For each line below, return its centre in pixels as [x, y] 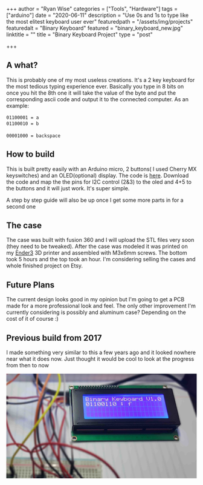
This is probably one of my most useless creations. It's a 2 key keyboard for [101, 80]
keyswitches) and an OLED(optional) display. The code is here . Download [98, 175]
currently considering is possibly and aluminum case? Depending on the [96, 312]
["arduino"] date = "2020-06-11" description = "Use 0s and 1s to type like [98, 15]
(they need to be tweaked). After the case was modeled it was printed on [97, 246]
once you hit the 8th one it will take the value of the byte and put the [91, 93]
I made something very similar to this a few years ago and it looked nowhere [101, 353]
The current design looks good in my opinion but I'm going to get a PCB [95, 299]
